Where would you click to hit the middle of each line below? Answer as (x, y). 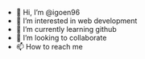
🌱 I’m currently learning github (66, 29)
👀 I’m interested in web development (77, 21)
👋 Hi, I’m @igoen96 (48, 12)
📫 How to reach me (49, 47)
